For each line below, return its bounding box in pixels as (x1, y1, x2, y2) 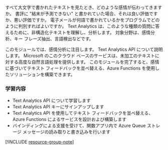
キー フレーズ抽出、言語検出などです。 (14, 36, 94, 42)
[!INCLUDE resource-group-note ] (5, 139, 74, 145)
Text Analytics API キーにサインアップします (12, 104, 104, 110)
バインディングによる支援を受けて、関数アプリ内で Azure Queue (12, 122, 146, 129)
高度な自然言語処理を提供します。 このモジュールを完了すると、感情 (18, 59, 159, 65)
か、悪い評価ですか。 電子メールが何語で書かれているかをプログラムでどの (5, 17, 160, 23)
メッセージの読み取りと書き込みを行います (22, 129, 111, 135)
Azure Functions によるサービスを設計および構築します (12, 116, 127, 122)
